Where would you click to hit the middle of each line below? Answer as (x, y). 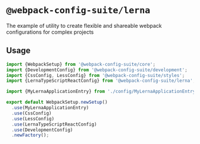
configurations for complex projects (50, 32)
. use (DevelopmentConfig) (42, 130)
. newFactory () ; (30, 135)
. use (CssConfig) (32, 113)
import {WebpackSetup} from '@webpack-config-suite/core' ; (81, 64)
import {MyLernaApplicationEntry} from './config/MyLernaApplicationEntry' (102, 92)
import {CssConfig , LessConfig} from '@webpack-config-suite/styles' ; (96, 75)
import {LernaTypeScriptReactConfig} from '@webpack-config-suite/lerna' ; (101, 81)
